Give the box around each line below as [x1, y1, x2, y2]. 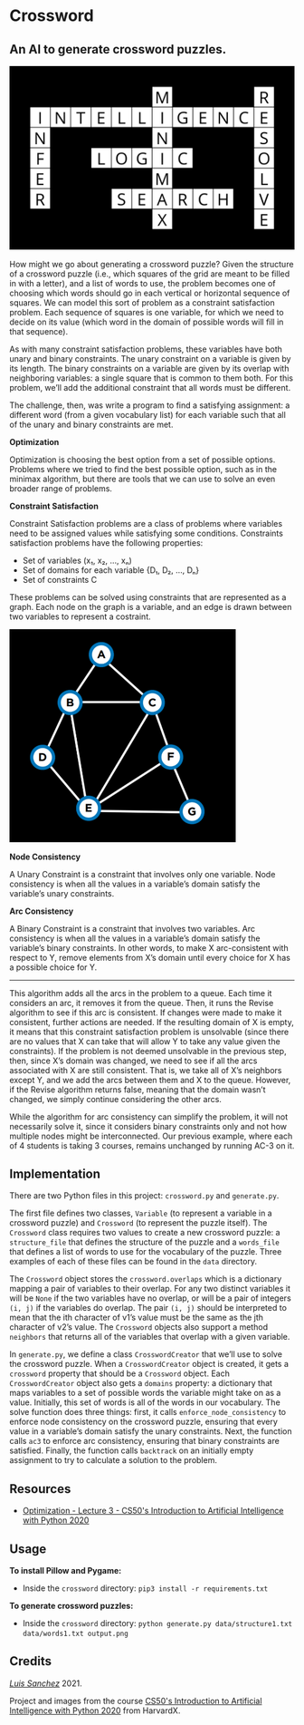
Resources [9, 1481, 71, 1497]
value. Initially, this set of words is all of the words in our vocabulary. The [9, 1397, 280, 1408]
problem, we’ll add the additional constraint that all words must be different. [9, 382, 291, 392]
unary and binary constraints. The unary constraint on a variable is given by [9, 353, 291, 363]
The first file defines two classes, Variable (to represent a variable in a [9, 1207, 273, 1219]
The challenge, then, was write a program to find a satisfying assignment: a [9, 400, 290, 411]
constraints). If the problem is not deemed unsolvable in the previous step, [9, 1045, 287, 1056]
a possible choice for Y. [9, 962, 98, 973]
